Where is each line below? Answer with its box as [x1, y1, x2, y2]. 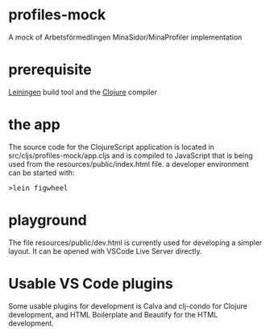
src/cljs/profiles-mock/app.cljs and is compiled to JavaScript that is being [8, 151, 254, 160]
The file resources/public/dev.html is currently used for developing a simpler [8, 238, 263, 247]
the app [8, 115, 60, 134]
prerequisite [8, 60, 93, 79]
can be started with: [8, 168, 75, 177]
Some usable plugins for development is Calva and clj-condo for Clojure [8, 301, 247, 311]
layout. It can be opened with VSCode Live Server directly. [8, 246, 202, 255]
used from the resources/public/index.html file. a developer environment [8, 159, 249, 168]
